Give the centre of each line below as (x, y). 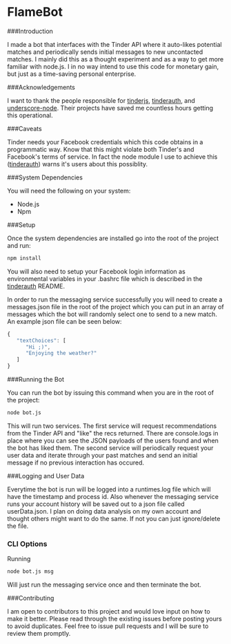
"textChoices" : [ (41, 340)
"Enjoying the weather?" (61, 353)
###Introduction (30, 31)
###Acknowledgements (41, 87)
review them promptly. (39, 634)
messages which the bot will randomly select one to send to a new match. (112, 314)
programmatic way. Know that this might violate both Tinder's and (101, 149)
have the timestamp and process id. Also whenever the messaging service (113, 496)
